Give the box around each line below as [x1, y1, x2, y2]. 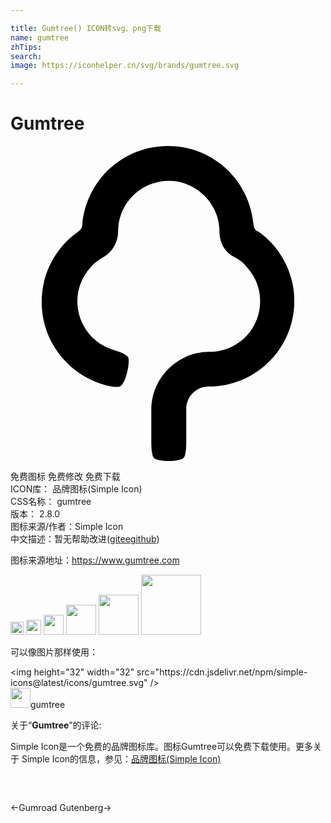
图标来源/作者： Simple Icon [10, 521, 124, 533]
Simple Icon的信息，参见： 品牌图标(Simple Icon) [21, 753, 222, 765]
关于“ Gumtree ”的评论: [10, 719, 102, 731]
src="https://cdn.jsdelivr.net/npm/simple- [136, 666, 308, 678]
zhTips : [10, 42, 43, 52]
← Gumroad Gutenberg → [10, 802, 112, 814]
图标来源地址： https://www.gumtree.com [10, 554, 180, 566]
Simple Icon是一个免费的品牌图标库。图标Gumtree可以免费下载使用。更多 [10, 741, 314, 753]
